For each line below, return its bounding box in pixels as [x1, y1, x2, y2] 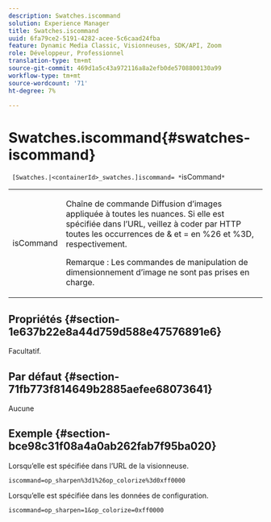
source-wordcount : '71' [8, 79, 89, 87]
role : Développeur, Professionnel [8, 49, 125, 57]
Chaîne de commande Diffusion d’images [65, 198, 223, 209]
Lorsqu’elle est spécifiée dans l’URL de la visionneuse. [8, 461, 190, 470]
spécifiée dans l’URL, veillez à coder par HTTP [65, 218, 242, 230]
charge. [65, 277, 95, 288]
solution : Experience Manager [8, 19, 110, 27]
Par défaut [8, 370, 62, 383]
